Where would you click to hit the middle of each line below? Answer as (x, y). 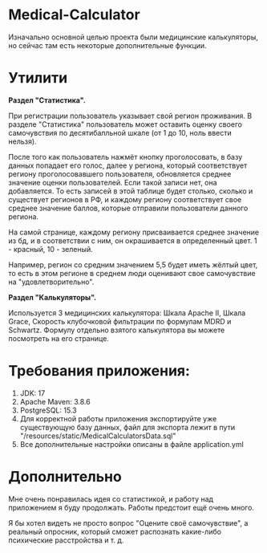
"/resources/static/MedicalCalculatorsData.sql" (98, 436)
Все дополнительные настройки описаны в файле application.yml (132, 444)
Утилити (38, 78)
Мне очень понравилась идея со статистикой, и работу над (111, 498)
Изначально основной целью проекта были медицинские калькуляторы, (133, 37)
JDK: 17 (32, 393)
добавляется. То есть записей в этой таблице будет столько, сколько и (131, 191)
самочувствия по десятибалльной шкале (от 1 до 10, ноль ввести (120, 132)
